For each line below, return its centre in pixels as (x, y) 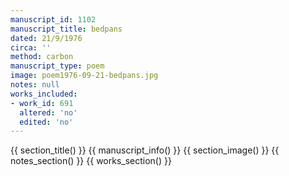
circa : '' (31, 47)
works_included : (44, 94)
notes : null (35, 85)
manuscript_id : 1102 (53, 19)
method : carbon (42, 57)
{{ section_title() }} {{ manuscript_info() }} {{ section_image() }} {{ (145, 150)
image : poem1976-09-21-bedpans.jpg (84, 76)
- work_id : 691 (42, 103)
